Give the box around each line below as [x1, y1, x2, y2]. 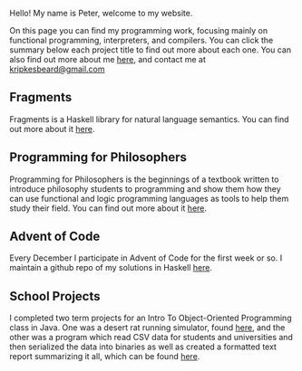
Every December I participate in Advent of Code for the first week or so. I [9, 252, 283, 263]
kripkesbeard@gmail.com [9, 63, 106, 74]
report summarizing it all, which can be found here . [9, 351, 200, 362]
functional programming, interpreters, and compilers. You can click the [9, 35, 274, 45]
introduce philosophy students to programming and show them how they [9, 183, 281, 194]
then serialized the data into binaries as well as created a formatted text [9, 341, 277, 352]
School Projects [9, 289, 101, 304]
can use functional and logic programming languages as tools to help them [9, 193, 289, 204]
